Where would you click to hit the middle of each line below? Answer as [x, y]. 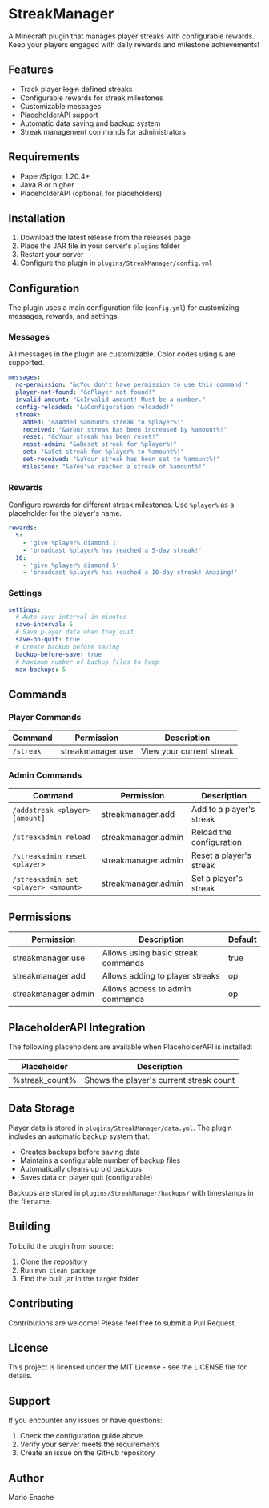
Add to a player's [223, 810]
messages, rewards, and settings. [64, 316]
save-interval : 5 [44, 625]
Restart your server [52, 255]
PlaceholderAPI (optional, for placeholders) [91, 193]
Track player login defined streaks [76, 89]
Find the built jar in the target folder [79, 1278]
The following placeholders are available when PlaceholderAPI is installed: [130, 1047]
